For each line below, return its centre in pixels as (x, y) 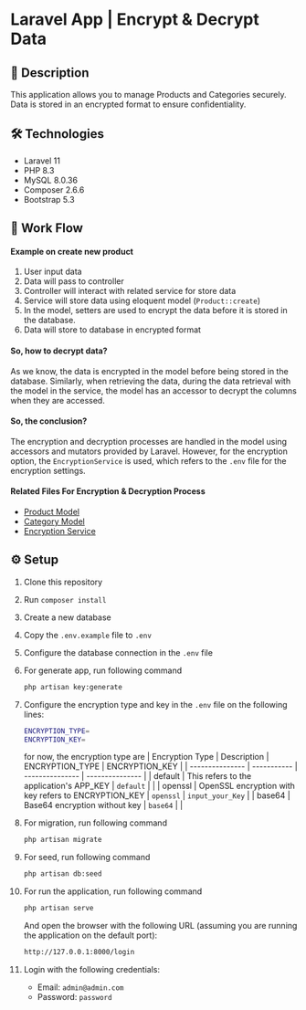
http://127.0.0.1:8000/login (79, 952)
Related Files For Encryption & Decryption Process (108, 491)
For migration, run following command (95, 823)
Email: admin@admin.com (80, 987)
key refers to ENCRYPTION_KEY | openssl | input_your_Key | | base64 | (157, 795)
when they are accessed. (58, 400)
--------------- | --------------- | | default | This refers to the (137, 776)
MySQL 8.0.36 (51, 180)
